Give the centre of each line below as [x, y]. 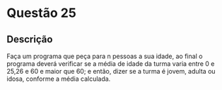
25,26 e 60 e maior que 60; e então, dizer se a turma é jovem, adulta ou [111, 71]
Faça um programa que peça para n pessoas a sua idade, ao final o [105, 56]
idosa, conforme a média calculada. [59, 79]
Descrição [30, 39]
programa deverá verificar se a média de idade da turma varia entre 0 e [111, 64]
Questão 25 [42, 13]
